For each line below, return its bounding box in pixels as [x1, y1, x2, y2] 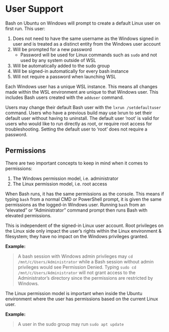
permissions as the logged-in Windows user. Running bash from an [5, 201, 146, 208]
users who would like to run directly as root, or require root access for [5, 120, 152, 127]
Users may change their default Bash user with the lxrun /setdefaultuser [5, 104, 161, 110]
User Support [5, 3, 64, 15]
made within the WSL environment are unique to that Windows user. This [5, 89, 159, 95]
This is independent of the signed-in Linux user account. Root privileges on [5, 222, 164, 229]
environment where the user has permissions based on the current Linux [5, 296, 158, 302]
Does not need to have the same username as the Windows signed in [12, 35, 159, 42]
